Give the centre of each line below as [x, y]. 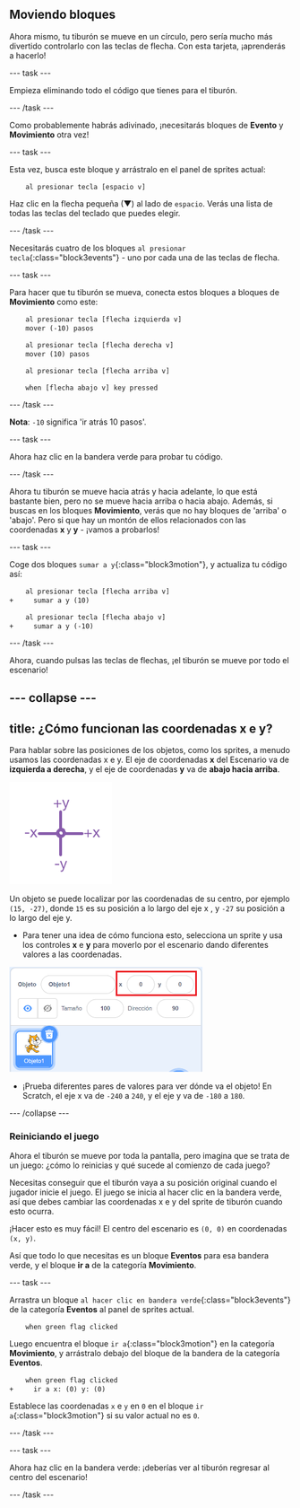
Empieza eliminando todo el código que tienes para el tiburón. [124, 90]
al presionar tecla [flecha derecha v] [100, 345]
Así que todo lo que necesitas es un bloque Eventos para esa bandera [139, 1256]
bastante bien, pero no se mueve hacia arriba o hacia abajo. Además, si [141, 501]
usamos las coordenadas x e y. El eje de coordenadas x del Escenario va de [149, 760]
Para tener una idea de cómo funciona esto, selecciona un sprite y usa [153, 935]
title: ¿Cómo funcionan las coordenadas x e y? [141, 728]
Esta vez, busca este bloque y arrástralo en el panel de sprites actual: [137, 169]
